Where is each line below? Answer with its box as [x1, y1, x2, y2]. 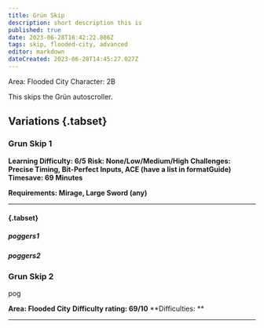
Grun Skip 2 [8, 271, 54, 282]
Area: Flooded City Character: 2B [8, 76, 115, 86]
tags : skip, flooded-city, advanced [8, 41, 128, 49]
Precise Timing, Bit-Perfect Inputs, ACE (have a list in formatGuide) [8, 164, 232, 173]
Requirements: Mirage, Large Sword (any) [8, 188, 148, 197]
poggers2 [8, 251, 41, 261]
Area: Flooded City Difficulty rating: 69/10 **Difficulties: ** [8, 304, 204, 313]
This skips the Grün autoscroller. [8, 92, 113, 101]
